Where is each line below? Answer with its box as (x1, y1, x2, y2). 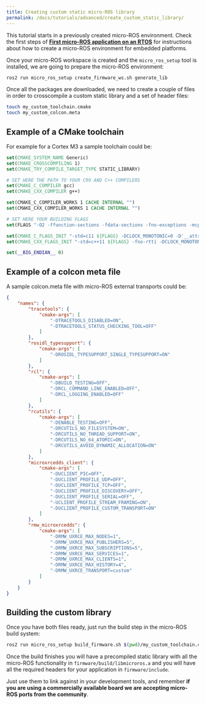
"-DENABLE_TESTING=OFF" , (49, 420, 113, 426)
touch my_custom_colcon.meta (6, 109, 81, 116)
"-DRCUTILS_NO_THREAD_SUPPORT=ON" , (49, 431, 140, 437)
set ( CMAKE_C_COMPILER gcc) (6, 183, 75, 189)
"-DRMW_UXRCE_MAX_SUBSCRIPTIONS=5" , (49, 545, 143, 551)
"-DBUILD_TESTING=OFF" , (49, 380, 111, 386)
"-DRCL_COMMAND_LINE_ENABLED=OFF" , (49, 386, 140, 392)
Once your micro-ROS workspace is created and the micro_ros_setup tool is (6, 56, 197, 64)
